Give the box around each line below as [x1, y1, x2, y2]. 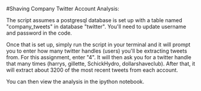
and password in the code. [6, 29, 72, 37]
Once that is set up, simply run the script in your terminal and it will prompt [6, 41, 191, 48]
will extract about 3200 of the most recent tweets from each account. [6, 66, 178, 74]
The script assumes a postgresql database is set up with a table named [6, 17, 182, 23]
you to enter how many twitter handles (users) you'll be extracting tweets [6, 47, 187, 54]
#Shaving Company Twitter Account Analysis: [6, 5, 120, 12]
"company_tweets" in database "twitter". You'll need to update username [6, 23, 187, 30]
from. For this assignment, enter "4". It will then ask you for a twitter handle [6, 54, 192, 60]
